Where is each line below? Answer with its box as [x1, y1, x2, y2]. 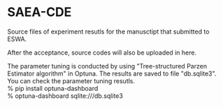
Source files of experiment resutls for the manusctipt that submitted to [7, 27, 210, 36]
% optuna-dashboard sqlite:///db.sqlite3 [7, 92, 124, 100]
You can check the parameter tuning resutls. [7, 76, 135, 85]
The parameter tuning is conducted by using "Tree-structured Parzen [7, 62, 208, 70]
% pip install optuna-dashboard [7, 84, 99, 92]
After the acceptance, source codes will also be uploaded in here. [7, 48, 197, 57]
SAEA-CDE [7, 4, 72, 20]
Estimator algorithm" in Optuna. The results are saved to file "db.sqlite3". [7, 69, 217, 78]
